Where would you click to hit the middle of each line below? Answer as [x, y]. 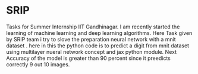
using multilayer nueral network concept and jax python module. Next [92, 52]
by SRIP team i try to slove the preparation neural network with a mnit [91, 39]
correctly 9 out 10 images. [38, 64]
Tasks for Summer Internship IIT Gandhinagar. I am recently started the [93, 27]
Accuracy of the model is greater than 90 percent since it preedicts [88, 58]
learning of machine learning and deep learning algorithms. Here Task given [99, 33]
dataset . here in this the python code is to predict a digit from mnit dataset [98, 46]
